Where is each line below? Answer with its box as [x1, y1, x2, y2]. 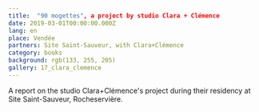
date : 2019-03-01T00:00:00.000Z [8, 19, 116, 27]
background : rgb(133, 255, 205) [8, 57, 116, 65]
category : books [8, 49, 62, 57]
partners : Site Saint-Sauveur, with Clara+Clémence [8, 42, 184, 50]
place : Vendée [8, 34, 56, 42]
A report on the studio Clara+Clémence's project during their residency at [8, 86, 251, 95]
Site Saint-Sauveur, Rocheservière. [8, 94, 124, 104]
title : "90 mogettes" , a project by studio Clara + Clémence [8, 11, 220, 20]
